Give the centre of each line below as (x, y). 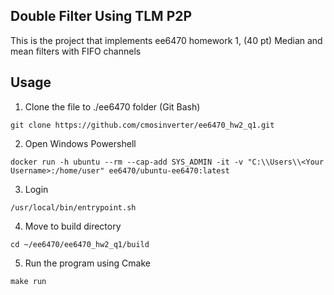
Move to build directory (73, 226)
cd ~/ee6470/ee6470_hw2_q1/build (80, 244)
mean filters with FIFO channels (76, 51)
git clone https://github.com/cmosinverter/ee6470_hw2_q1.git (142, 125)
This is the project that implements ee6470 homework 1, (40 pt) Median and (166, 40)
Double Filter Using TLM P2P (101, 16)
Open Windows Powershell (80, 143)
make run (28, 281)
